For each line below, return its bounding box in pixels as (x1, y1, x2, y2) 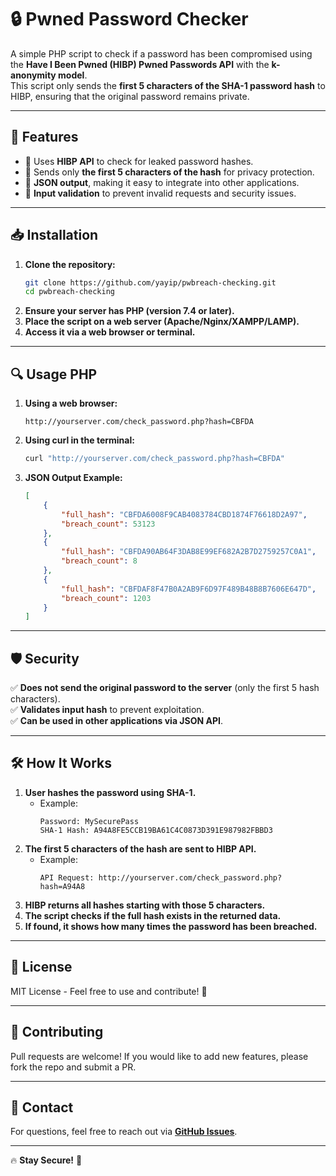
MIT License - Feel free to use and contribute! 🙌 (10, 985, 208, 997)
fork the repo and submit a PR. (10, 1061, 137, 1073)
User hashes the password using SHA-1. (24, 786, 197, 798)
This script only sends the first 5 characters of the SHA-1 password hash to (10, 79, 326, 91)
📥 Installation (10, 227, 99, 244)
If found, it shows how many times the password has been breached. (24, 920, 318, 932)
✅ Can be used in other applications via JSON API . (10, 715, 223, 727)
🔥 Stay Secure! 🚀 (10, 1154, 83, 1166)
